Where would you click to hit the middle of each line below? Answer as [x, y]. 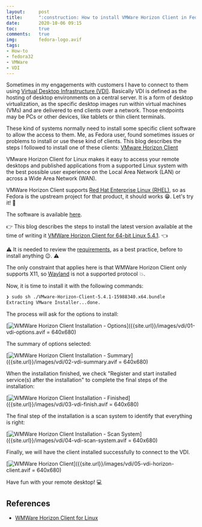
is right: [16, 422]
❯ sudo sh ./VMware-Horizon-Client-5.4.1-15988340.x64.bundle [86, 297]
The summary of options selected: [49, 344]
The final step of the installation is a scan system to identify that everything [99, 416]
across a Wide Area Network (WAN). [52, 179]
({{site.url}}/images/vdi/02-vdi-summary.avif [62, 362]
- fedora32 [20, 57]
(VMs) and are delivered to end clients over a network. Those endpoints [95, 110]
